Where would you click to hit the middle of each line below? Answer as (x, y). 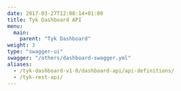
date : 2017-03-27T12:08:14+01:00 (55, 13)
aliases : (20, 64)
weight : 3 (21, 45)
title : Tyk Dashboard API (44, 20)
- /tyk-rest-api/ (38, 77)
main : (21, 32)
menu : (15, 26)
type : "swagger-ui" (35, 52)
